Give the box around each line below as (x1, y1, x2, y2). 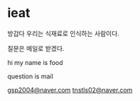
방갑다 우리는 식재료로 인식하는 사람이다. (7, 29, 119, 37)
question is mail (7, 72, 53, 81)
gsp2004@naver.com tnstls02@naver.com (7, 85, 133, 94)
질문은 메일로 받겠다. (7, 44, 65, 52)
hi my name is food (7, 58, 63, 66)
